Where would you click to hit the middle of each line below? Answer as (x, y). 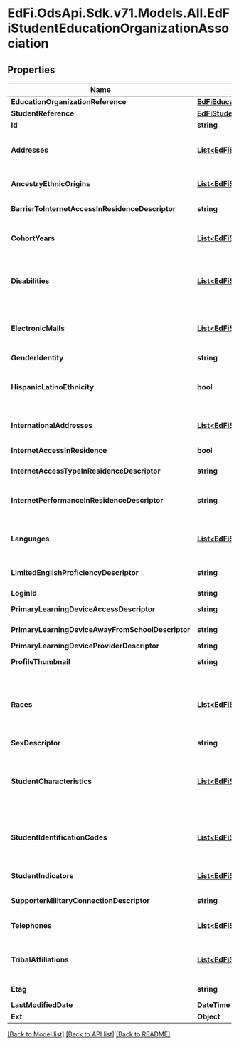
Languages (30, 539)
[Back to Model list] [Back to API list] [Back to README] (89, 1034)
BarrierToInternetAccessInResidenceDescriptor (93, 209)
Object (208, 1016)
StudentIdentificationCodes (59, 837)
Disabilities (30, 281)
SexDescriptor (36, 743)
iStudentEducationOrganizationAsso (118, 28)
